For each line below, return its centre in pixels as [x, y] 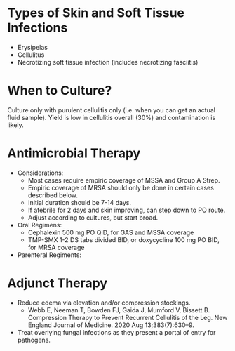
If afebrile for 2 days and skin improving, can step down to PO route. [127, 210]
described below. [53, 195]
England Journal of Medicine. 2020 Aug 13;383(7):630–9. [111, 325]
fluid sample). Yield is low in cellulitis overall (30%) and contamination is [112, 117]
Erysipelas [32, 47]
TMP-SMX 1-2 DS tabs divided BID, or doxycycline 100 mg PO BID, [123, 239]
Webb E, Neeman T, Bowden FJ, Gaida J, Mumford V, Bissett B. [119, 310]
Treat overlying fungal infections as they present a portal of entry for [116, 332]
